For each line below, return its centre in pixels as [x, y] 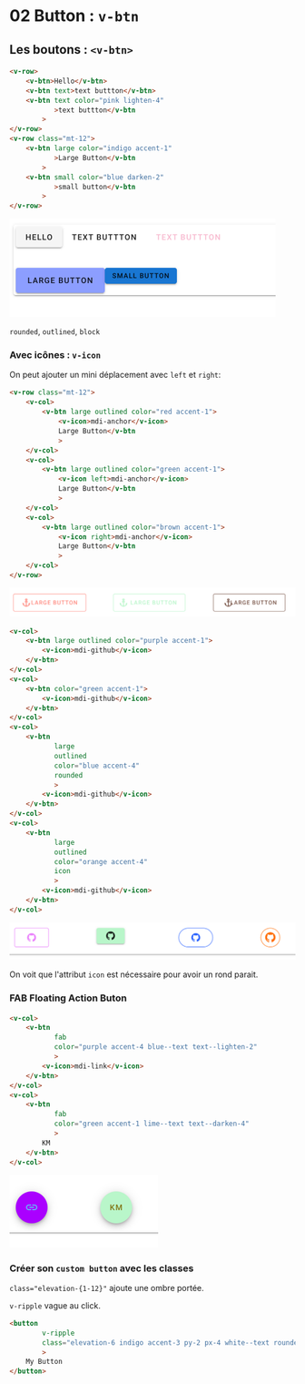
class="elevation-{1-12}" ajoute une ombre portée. [107, 1287]
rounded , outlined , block [55, 331]
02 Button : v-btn [74, 16]
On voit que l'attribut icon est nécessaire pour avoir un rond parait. [134, 974]
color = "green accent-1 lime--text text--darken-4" [152, 1124]
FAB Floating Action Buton [68, 998]
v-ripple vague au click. [55, 1305]
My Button [44, 1362]
